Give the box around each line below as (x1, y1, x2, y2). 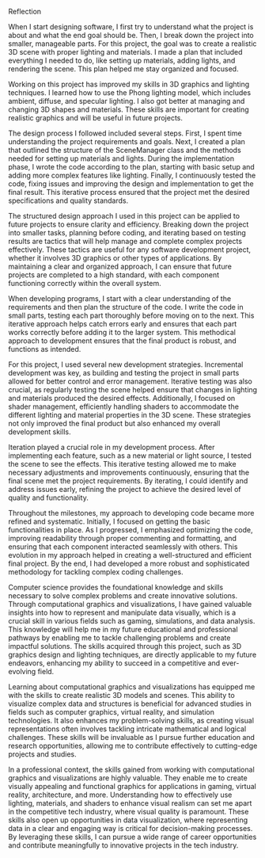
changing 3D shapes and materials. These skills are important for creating (8, 105, 249, 114)
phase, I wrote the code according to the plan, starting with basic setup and (8, 162, 255, 171)
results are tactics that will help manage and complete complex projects (8, 237, 243, 246)
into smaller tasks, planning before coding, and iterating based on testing (8, 228, 247, 237)
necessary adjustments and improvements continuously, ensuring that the (8, 467, 250, 477)
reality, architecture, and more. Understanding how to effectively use (8, 790, 233, 799)
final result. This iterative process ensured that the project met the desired (8, 188, 251, 196)
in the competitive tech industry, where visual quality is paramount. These (8, 807, 249, 816)
